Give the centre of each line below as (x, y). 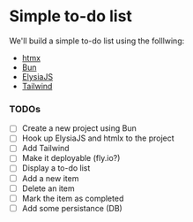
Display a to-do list (56, 168)
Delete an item (48, 188)
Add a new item (50, 178)
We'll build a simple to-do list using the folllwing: (97, 41)
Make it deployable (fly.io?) (71, 158)
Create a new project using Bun (79, 128)
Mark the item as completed (73, 198)
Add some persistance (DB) (72, 208)
